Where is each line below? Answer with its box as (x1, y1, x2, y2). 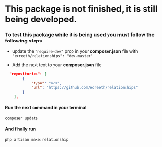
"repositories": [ (9, 72, 47, 77)
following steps (5, 38, 42, 44)
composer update (5, 116, 38, 121)
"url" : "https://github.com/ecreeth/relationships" (31, 85, 138, 90)
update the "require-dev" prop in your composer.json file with (12, 48, 138, 54)
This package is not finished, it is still (5, 3, 158, 15)
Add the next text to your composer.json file (12, 62, 102, 68)
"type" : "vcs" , (31, 81, 62, 86)
